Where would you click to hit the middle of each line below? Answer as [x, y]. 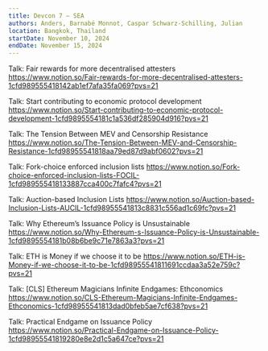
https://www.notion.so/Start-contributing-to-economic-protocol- [116, 110]
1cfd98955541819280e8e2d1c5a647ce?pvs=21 [86, 339]
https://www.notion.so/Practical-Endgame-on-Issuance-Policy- [113, 330]
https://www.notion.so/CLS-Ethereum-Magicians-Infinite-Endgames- [123, 298]
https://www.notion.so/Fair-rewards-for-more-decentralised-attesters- [126, 77]
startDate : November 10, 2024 [59, 38]
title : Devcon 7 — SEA [46, 16]
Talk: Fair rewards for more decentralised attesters [92, 68]
